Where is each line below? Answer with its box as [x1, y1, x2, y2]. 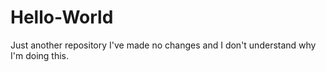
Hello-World [10, 6, 114, 29]
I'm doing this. [10, 49, 69, 61]
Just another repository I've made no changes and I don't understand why [10, 39, 317, 51]
